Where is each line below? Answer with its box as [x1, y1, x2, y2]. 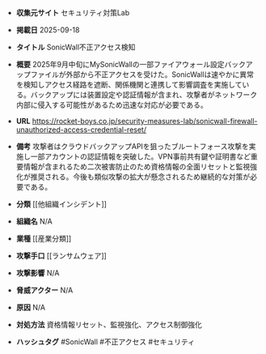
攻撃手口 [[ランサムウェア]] [15, 251, 107, 260]
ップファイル [15, 70, 59, 79]
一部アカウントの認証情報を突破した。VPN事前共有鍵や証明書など [30, 151, 251, 161]
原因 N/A [15, 303, 46, 312]
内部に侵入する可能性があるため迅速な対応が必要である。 [15, 100, 208, 109]
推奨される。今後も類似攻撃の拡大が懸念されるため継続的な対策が [30, 172, 251, 181]
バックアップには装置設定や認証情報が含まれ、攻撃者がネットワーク [30, 90, 257, 100]
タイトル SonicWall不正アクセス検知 [15, 42, 136, 52]
